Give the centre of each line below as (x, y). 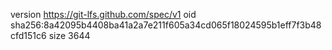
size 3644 (69, 35)
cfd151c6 (28, 35)
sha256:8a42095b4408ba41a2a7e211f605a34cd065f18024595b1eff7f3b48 (166, 25)
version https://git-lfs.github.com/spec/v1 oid (103, 14)
